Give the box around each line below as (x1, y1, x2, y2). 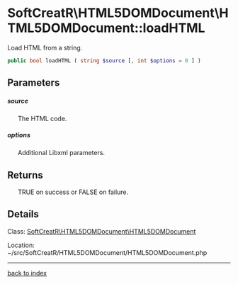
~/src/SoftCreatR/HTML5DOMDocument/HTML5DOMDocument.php (7, 248, 208, 256)
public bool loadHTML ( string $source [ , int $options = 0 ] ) (7, 57, 201, 64)
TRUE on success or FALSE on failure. (17, 188, 129, 196)
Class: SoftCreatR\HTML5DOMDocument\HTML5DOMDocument (7, 227, 196, 235)
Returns (7, 169, 44, 181)
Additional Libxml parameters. (17, 149, 105, 157)
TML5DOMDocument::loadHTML (7, 20, 205, 36)
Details (7, 208, 39, 220)
